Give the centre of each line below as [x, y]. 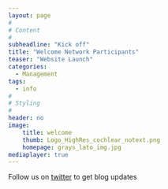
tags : [17, 81]
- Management [37, 74]
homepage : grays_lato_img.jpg [72, 147]
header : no [26, 118]
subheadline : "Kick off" [49, 45]
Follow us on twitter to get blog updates [73, 177]
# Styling [24, 103]
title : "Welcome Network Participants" [74, 52]
